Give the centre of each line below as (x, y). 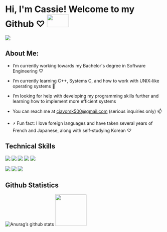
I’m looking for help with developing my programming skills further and (86, 96)
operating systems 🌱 (34, 86)
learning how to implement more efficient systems (64, 101)
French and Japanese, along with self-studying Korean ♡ (72, 130)
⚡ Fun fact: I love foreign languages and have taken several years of (82, 123)
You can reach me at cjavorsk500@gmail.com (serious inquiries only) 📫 (87, 111)
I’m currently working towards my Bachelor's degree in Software (79, 65)
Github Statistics (32, 185)
